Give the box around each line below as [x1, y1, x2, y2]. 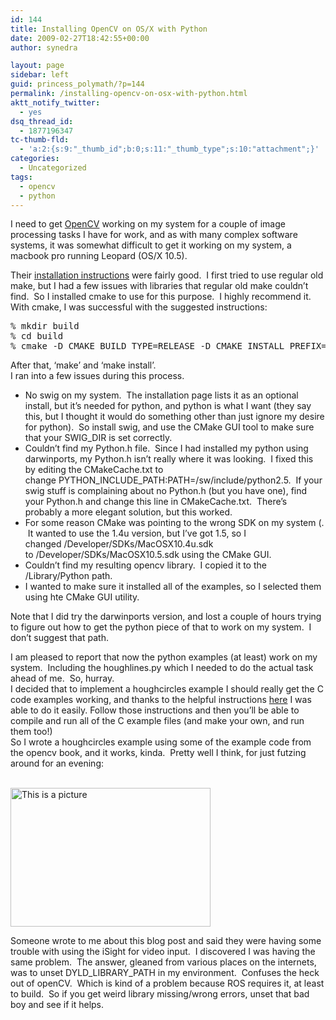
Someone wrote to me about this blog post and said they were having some [10, 935, 322, 947]
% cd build [10, 331, 64, 342]
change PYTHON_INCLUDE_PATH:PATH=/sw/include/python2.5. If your [24, 474, 323, 486]
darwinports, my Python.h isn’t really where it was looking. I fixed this [24, 453, 314, 465]
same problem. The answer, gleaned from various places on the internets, [10, 956, 317, 968]
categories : [10, 154, 60, 164]
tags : [10, 172, 33, 182]
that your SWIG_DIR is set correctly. [24, 432, 173, 444]
